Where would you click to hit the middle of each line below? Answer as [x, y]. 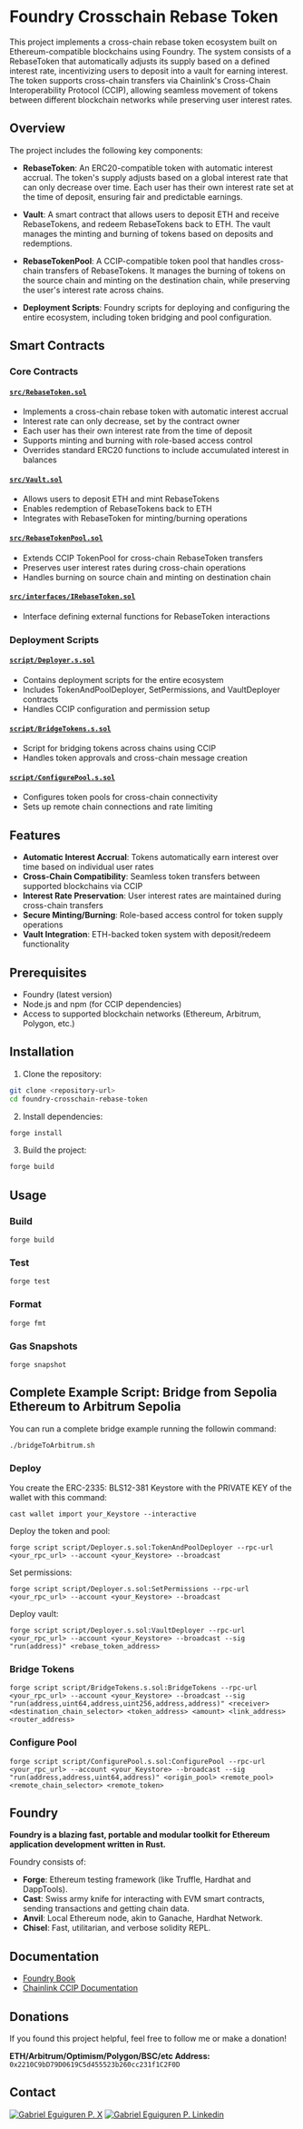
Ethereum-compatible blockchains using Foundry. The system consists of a [151, 51]
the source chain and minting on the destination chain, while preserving [156, 280]
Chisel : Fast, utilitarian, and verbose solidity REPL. [117, 1928]
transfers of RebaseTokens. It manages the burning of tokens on [165, 271]
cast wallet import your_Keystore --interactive [103, 1514]
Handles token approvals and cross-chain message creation [135, 758]
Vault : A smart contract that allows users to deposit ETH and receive [151, 214]
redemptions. [47, 243]
